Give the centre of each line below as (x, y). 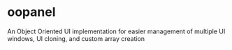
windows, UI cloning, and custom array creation (76, 38)
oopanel (31, 12)
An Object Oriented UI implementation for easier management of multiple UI (116, 31)
